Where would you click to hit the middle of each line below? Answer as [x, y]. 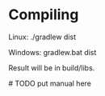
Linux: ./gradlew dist [42, 37]
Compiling [44, 15]
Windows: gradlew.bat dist [52, 52]
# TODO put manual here [50, 83]
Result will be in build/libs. [52, 68]
